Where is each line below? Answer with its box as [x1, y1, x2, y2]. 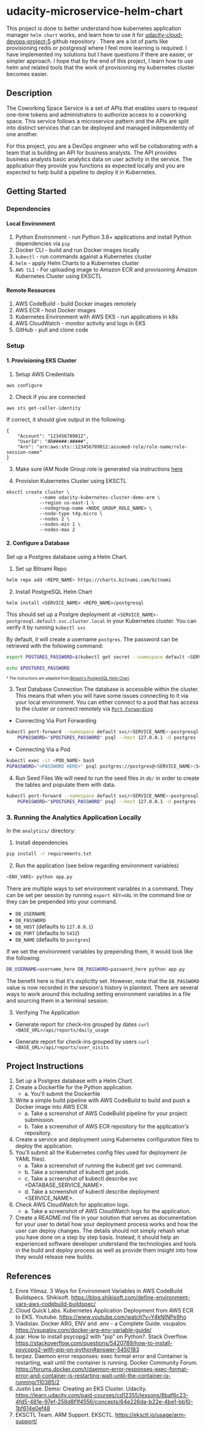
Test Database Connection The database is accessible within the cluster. [15, 685, 199, 693]
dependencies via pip [15, 240, 71, 247]
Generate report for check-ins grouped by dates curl [15, 1020, 150, 1028]
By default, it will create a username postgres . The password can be [6, 635, 178, 642]
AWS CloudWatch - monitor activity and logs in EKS [15, 320, 146, 327]
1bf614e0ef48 [15, 1405, 50, 1412]
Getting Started [6, 186, 67, 197]
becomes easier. [6, 70, 48, 77]
